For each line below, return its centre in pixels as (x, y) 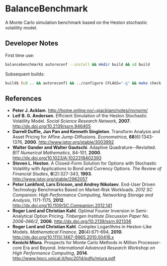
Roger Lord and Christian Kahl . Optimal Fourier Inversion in (73, 211)
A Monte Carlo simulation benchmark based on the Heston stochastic (76, 22)
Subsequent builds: (25, 74)
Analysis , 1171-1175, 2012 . (39, 200)
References (23, 98)
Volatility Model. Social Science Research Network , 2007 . (72, 121)
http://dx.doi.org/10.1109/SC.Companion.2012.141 (62, 206)
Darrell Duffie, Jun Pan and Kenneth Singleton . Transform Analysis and (86, 132)
